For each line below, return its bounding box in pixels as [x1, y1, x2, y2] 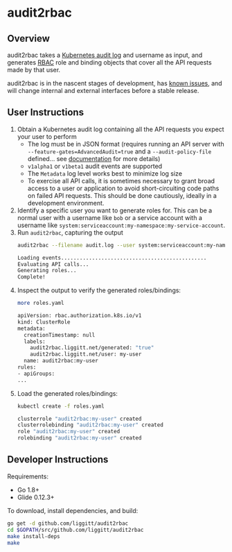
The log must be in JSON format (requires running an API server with [27, 140, 224, 148]
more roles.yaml [17, 300, 64, 307]
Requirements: [7, 472, 48, 480]
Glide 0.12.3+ [17, 493, 55, 501]
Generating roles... [17, 267, 77, 274]
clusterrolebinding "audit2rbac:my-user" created [17, 421, 164, 428]
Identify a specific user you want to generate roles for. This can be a [17, 206, 213, 215]
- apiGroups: [17, 370, 55, 377]
